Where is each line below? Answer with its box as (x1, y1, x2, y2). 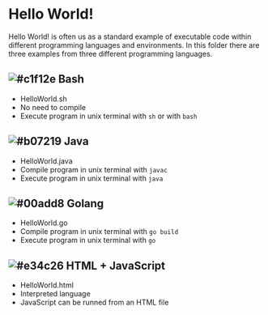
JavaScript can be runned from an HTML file (19, 297, 169, 308)
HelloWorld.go (19, 218, 68, 228)
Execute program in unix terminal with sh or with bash (19, 111, 198, 121)
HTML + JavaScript (66, 258, 166, 272)
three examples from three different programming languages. (8, 49, 213, 58)
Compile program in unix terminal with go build (19, 227, 179, 236)
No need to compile (19, 102, 87, 112)
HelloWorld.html (19, 280, 74, 290)
